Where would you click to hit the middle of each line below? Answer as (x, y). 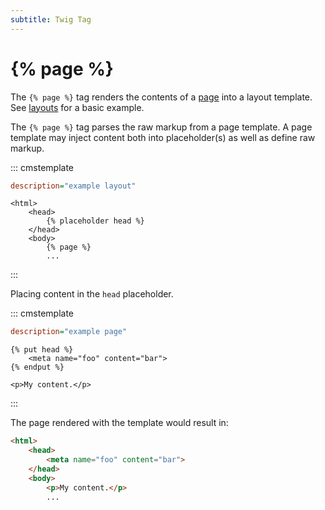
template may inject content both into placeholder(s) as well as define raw (163, 137)
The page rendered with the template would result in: (119, 423)
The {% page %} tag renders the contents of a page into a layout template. (161, 97)
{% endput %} (37, 367)
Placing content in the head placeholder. (92, 294)
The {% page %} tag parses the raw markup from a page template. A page (161, 127)
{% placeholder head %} (95, 221)
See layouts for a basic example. (77, 107)
